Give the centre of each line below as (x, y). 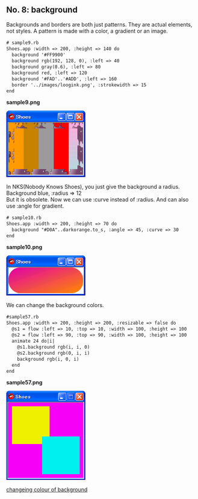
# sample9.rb (23, 43)
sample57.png (24, 382)
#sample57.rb (23, 317)
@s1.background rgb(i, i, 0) (54, 347)
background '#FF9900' (39, 55)
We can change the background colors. (55, 305)
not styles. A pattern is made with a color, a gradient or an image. (87, 31)
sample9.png (23, 102)
